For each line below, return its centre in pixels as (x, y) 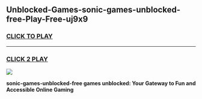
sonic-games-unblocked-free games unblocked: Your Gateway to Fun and (101, 83)
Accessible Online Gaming (40, 89)
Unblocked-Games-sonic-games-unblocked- (93, 10)
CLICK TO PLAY (29, 37)
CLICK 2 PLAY (27, 59)
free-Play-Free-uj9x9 (47, 19)
